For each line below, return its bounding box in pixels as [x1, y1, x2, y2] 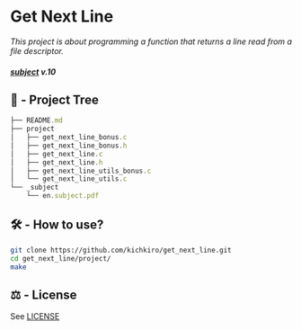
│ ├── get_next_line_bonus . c [10, 133, 128, 142]
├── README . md [10, 116, 64, 125]
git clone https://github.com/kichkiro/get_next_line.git [10, 245, 232, 254]
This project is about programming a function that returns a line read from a [10, 36, 293, 47]
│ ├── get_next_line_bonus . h [10, 141, 128, 150]
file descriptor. [10, 45, 64, 56]
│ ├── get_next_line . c [10, 149, 103, 158]
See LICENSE [10, 311, 60, 322]
